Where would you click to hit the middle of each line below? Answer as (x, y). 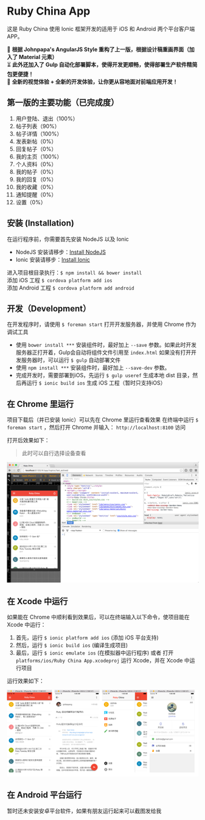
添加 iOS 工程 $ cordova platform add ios (60, 280)
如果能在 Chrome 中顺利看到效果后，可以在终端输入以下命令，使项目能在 (99, 617)
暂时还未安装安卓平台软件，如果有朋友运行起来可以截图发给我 (84, 811)
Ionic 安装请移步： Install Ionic (53, 259)
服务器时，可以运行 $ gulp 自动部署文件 (71, 360)
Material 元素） (38, 57)
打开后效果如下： (28, 440)
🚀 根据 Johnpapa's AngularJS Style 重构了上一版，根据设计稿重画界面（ (98, 49)
